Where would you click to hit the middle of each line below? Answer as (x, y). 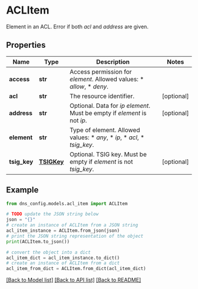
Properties (26, 45)
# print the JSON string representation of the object (75, 236)
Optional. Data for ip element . (110, 106)
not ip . (78, 120)
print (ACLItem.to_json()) (38, 242)
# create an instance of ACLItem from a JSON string (72, 225)
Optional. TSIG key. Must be (108, 154)
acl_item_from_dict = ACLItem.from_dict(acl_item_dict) (76, 269)
